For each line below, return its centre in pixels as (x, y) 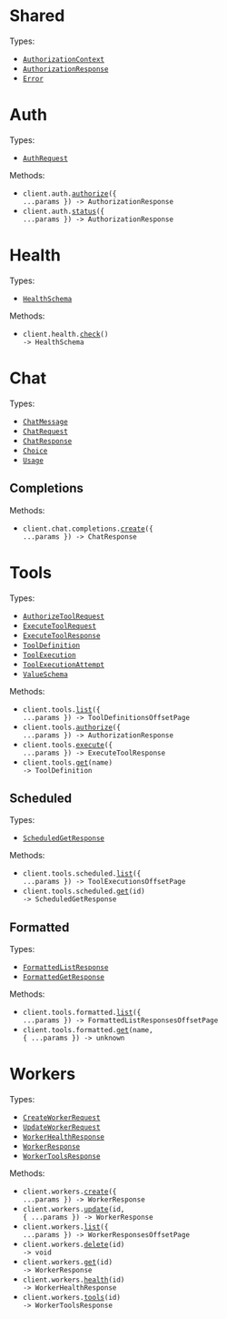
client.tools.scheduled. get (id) (84, 892)
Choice (35, 451)
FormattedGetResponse (63, 978)
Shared (37, 16)
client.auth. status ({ (63, 211)
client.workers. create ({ (69, 1192)
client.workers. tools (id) (71, 1298)
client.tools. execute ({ (68, 745)
